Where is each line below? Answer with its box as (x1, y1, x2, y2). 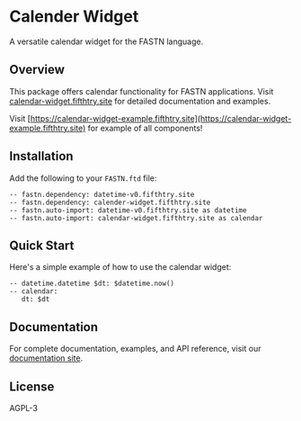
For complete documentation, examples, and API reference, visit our (9, 344, 261, 354)
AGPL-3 (9, 403, 39, 413)
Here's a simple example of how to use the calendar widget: (9, 262, 232, 273)
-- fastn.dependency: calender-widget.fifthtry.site (9, 198, 211, 207)
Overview (9, 62, 66, 77)
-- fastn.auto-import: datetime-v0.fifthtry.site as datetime (9, 205, 247, 215)
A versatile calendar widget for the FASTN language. (9, 36, 204, 47)
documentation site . (9, 353, 84, 363)
